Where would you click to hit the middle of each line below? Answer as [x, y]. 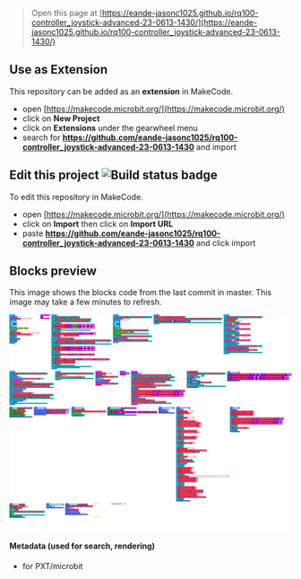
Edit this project [54, 175]
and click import [226, 242]
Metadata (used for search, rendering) [82, 546]
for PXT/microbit [52, 566]
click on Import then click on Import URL [98, 224]
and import [216, 146]
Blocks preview [53, 272]
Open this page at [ [67, 13]
